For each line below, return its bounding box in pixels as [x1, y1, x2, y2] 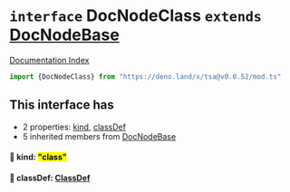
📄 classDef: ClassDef [9, 172, 91, 183]
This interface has [9, 97, 115, 113]
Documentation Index [9, 54, 90, 65]
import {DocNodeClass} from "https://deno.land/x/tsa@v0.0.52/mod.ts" [9, 72, 282, 82]
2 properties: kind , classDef [22, 121, 127, 132]
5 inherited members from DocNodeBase [22, 130, 177, 141]
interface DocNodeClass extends [9, 5, 263, 26]
